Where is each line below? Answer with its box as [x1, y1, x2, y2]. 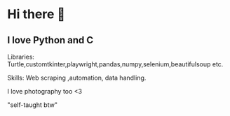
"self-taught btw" [7, 101, 58, 109]
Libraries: [7, 52, 35, 61]
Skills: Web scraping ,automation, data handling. [7, 73, 147, 82]
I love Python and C [7, 34, 94, 46]
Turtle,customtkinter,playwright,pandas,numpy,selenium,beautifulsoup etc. [7, 60, 224, 68]
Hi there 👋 [7, 6, 65, 22]
